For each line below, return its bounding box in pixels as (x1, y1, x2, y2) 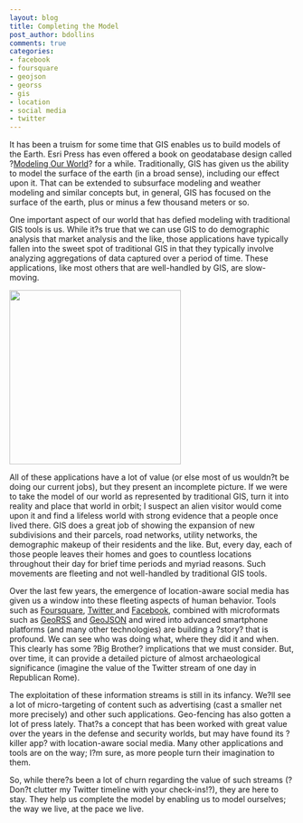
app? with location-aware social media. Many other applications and (29, 738, 284, 749)
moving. (9, 273, 40, 283)
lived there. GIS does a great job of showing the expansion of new (9, 520, 256, 531)
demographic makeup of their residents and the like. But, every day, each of (9, 540, 292, 550)
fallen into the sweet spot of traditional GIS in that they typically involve (9, 244, 274, 254)
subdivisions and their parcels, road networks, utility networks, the (9, 530, 258, 541)
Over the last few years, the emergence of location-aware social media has (9, 586, 289, 597)
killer (9, 738, 28, 749)
